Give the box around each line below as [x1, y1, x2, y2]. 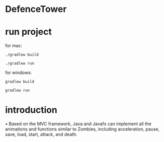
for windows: [5, 70, 32, 75]
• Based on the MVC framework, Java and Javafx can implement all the [5, 121, 152, 127]
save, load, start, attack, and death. [5, 132, 78, 138]
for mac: [5, 43, 22, 49]
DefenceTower [5, 3, 67, 15]
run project [5, 26, 52, 38]
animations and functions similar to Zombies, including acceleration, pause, [5, 126, 160, 132]
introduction [5, 104, 58, 116]
